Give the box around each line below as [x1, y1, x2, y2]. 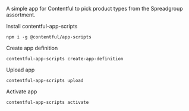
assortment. [6, 11, 36, 18]
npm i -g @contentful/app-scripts [6, 34, 92, 40]
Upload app [6, 66, 35, 73]
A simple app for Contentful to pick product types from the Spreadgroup [6, 5, 183, 12]
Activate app [6, 88, 37, 95]
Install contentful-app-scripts [6, 23, 78, 30]
